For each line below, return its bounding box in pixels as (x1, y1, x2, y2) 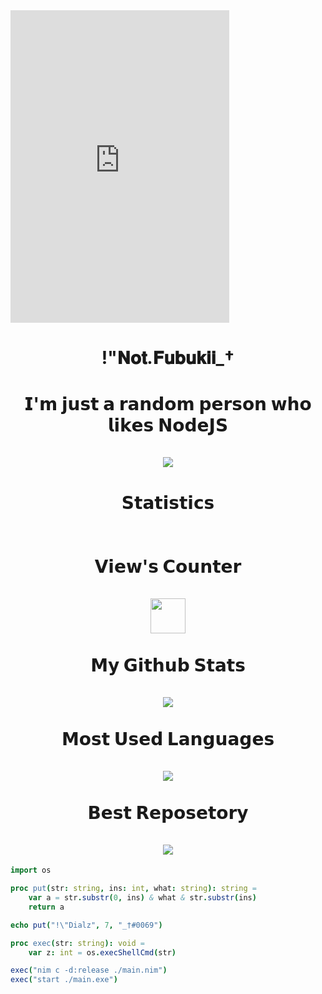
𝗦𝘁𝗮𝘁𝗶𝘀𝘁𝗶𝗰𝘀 (121, 491, 215, 514)
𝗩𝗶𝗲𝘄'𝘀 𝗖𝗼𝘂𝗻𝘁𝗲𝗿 (94, 555, 242, 578)
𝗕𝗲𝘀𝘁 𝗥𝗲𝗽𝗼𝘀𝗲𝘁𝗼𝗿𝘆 (87, 801, 249, 824)
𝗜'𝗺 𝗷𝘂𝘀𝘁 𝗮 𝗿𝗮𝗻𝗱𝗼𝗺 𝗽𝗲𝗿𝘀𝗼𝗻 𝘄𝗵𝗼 (24, 393, 312, 416)
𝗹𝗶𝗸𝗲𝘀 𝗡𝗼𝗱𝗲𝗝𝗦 (107, 414, 229, 437)
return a (28, 902, 65, 912)
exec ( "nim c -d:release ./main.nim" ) (10, 965, 168, 976)
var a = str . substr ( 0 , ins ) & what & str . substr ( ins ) (28, 893, 257, 903)
